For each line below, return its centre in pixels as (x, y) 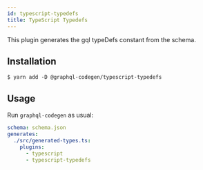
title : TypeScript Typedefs (48, 20)
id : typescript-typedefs (43, 13)
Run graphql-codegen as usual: (50, 115)
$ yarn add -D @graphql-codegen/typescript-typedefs (85, 77)
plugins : (32, 147)
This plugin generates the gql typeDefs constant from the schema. (102, 39)
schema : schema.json (37, 128)
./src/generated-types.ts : (52, 140)
